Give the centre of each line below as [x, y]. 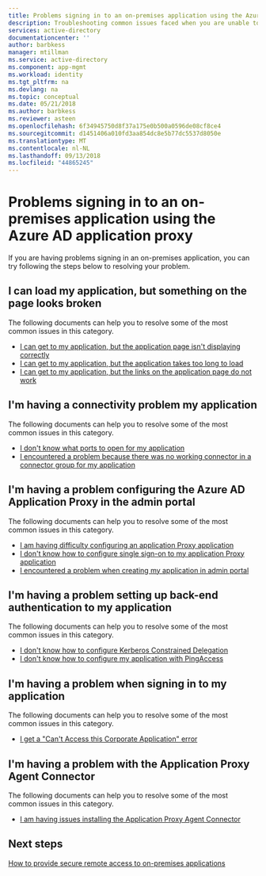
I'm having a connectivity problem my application [133, 405]
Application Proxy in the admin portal [102, 502]
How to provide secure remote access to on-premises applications [117, 863]
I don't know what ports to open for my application [102, 448]
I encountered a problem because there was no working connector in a [135, 456]
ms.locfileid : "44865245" [51, 163]
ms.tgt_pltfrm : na [38, 82]
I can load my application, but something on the [128, 291]
